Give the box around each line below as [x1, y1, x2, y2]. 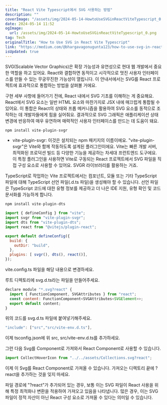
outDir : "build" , [14, 243, 50, 248]
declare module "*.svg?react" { [5, 287, 72, 292]
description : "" [5, 12, 39, 17]
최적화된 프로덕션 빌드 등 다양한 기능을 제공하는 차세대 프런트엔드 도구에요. [12, 150, 158, 156]
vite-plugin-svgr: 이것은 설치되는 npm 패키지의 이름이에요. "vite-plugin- [12, 137, 155, 143]
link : [5, 44, 16, 49]
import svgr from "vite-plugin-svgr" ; [5, 215, 85, 220]
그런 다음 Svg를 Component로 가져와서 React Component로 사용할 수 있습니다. [5, 346, 162, 352]
